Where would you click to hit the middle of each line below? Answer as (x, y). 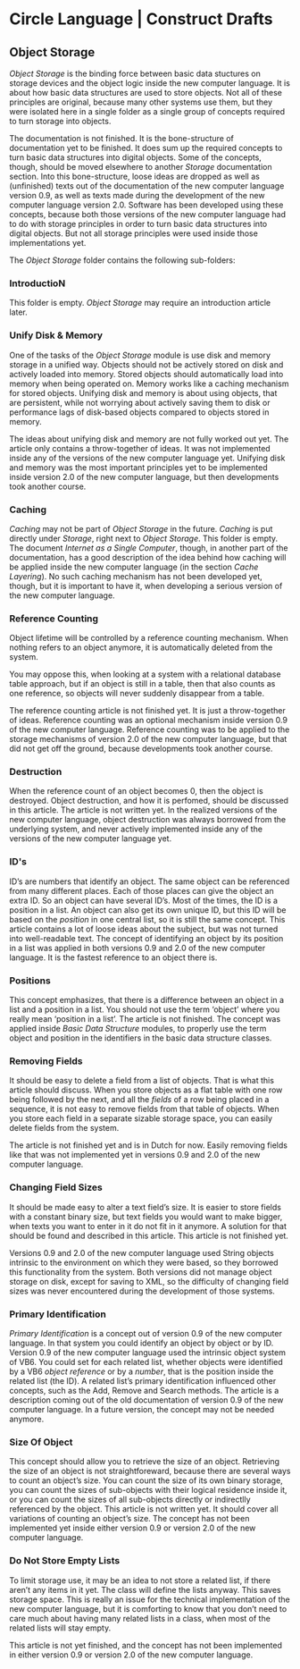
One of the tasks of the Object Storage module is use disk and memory (140, 355)
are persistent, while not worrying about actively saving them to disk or (140, 402)
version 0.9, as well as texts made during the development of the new (137, 195)
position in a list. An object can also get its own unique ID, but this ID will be (148, 910)
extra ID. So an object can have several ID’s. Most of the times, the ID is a (144, 900)
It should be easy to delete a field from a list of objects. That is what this (142, 1081)
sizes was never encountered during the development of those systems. (142, 1291)
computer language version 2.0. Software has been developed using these (146, 205)
